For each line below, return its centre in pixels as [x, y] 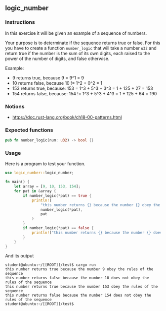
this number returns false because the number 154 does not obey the [78, 295]
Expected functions [29, 130]
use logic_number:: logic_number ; [40, 173]
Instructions [20, 22]
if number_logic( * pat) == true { [57, 195]
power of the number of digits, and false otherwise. [57, 59]
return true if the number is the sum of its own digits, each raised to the [78, 53]
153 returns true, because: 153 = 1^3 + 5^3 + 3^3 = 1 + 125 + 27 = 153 [83, 88]
